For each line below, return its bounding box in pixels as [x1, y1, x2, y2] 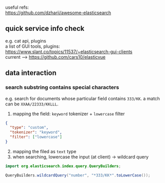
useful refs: [5, 5, 29, 10]
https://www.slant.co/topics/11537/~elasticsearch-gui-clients [5, 48, 133, 55]
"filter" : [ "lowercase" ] [10, 134, 62, 140]
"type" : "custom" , [10, 125, 49, 130]
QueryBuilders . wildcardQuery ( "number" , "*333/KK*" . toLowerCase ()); [5, 172, 151, 178]
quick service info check [5, 24, 85, 33]
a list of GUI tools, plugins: [5, 43, 60, 49]
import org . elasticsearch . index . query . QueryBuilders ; [5, 163, 121, 169]
